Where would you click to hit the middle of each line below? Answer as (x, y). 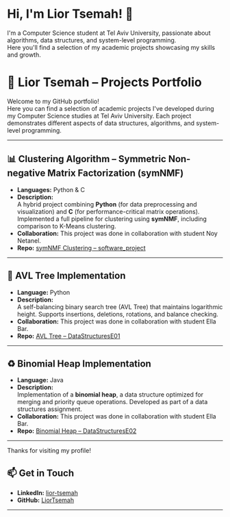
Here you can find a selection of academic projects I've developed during (111, 108)
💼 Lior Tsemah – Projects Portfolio (104, 82)
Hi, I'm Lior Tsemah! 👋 (70, 14)
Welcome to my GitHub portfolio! (53, 101)
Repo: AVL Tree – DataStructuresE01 (68, 336)
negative (26, 173)
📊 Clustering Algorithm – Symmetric (87, 159)
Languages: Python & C (51, 189)
